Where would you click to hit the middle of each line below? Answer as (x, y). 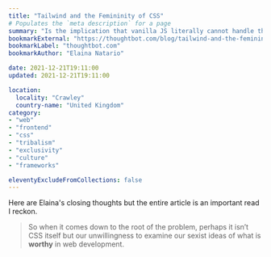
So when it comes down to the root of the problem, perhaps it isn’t (138, 227)
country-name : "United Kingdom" (70, 105)
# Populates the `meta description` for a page (90, 23)
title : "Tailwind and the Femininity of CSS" (86, 16)
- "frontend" (30, 128)
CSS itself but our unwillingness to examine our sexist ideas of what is (144, 236)
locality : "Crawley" (50, 98)
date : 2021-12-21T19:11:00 (54, 68)
